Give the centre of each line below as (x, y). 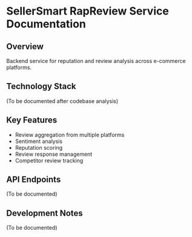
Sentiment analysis (38, 141)
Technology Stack (41, 86)
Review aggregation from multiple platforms (70, 135)
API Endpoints (34, 180)
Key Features (32, 120)
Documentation (46, 24)
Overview (25, 46)
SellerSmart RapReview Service (88, 11)
